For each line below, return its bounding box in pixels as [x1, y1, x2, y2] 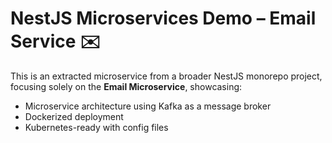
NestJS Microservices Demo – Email [10, 7, 317, 30]
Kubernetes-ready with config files [24, 121, 169, 133]
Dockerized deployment [24, 110, 124, 122]
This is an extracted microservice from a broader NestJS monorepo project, [10, 70, 323, 82]
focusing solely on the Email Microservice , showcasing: [10, 80, 243, 92]
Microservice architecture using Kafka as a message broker [24, 100, 272, 112]
